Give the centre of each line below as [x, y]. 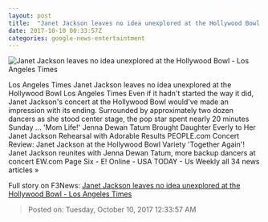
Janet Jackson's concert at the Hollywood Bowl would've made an [118, 102]
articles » [24, 170]
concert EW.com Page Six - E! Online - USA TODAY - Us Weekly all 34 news [134, 162]
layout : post [30, 16]
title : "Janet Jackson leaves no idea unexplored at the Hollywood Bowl [134, 23]
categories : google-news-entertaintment [77, 38]
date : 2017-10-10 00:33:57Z [55, 30]
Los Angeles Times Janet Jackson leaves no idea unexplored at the [120, 85]
